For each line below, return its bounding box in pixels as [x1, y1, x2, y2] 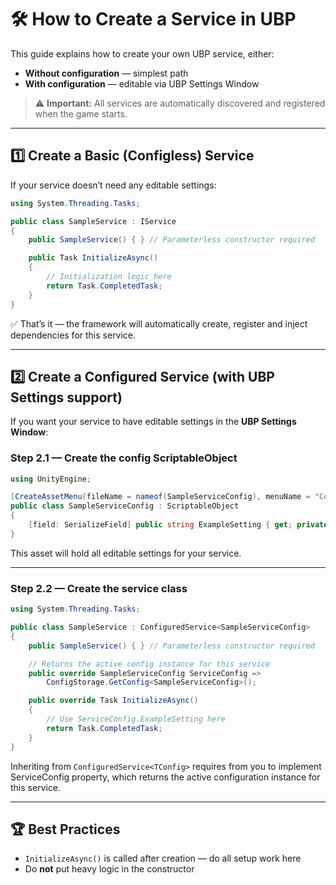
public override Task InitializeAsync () [28, 696, 199, 706]
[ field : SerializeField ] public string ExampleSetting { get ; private [28, 520, 329, 530]
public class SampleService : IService [10, 216, 177, 226]
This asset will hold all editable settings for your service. [10, 547, 242, 559]
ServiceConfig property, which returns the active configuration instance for [10, 771, 321, 783]
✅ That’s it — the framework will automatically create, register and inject [10, 317, 308, 330]
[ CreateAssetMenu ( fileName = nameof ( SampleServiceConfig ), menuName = [10, 492, 311, 502]
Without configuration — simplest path [24, 67, 189, 79]
